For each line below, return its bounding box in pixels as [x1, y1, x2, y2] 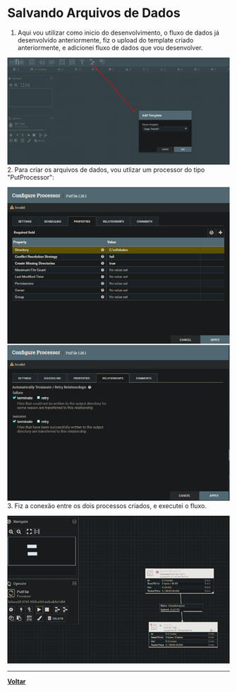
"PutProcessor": [7, 173, 54, 181]
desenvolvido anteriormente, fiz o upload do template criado [17, 35, 194, 44]
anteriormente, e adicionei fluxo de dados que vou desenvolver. [17, 43, 203, 52]
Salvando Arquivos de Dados [7, 5, 181, 21]
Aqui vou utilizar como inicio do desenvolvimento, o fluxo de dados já [17, 28, 220, 37]
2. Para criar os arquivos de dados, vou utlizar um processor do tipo [7, 165, 205, 174]
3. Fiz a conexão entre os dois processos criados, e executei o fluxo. [7, 502, 207, 510]
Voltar [7, 677, 26, 686]
